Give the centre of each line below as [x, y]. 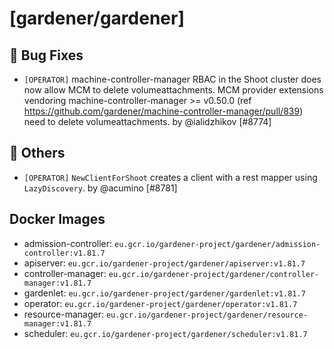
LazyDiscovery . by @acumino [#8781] [100, 188]
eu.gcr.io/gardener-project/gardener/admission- [217, 244]
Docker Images [57, 219]
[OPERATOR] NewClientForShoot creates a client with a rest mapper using [170, 177]
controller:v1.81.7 [64, 253]
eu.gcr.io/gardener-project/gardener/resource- [207, 315]
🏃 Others [37, 153]
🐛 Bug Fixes [46, 55]
